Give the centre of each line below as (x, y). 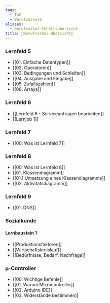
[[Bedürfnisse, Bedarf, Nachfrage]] (49, 255)
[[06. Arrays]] (27, 89)
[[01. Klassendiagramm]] (38, 173)
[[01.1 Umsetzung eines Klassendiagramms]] (59, 178)
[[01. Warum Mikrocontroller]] (43, 284)
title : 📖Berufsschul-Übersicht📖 (39, 33)
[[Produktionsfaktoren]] (37, 244)
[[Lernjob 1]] (26, 119)
